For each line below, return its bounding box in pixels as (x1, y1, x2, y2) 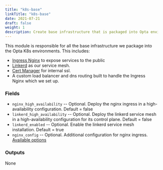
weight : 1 (5, 25, 25, 30)
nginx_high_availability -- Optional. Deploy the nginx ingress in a (12, 101, 146, 107)
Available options (12, 137, 47, 143)
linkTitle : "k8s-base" (5, 12, 51, 16)
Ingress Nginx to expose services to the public (12, 58, 105, 63)
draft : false (5, 20, 32, 26)
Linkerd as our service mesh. (12, 62, 70, 68)
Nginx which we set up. (12, 78, 59, 84)
